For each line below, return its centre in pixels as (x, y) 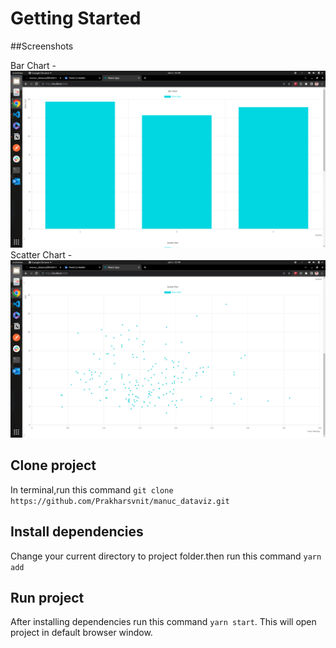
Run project (47, 597)
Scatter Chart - (41, 255)
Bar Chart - (33, 65)
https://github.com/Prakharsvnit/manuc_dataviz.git (120, 501)
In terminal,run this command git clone (92, 489)
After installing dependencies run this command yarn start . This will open (163, 622)
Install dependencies (77, 532)
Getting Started (76, 18)
